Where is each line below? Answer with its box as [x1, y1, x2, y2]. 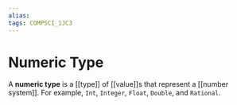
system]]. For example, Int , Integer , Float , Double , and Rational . [8, 88, 221, 98]
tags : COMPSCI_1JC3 [8, 19, 73, 27]
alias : [8, 11, 30, 20]
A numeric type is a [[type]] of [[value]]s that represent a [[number [8, 80, 229, 89]
